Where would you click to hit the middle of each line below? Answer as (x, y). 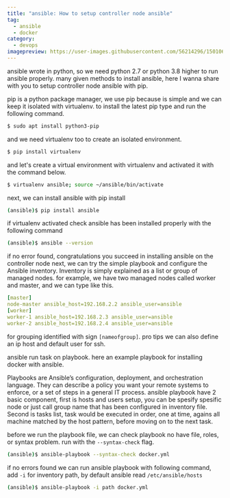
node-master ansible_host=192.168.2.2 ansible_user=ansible (95, 304)
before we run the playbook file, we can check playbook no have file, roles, (113, 434)
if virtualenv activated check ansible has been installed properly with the (109, 223)
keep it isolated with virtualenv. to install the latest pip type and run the (107, 106)
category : (21, 39)
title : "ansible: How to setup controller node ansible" (90, 13)
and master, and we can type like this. (61, 286)
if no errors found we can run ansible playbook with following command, (109, 467)
